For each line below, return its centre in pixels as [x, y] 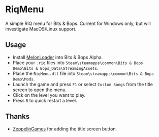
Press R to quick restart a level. [45, 100]
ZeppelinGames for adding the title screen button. [65, 129]
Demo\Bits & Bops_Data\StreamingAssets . [55, 68]
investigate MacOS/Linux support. [41, 29]
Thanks [18, 116]
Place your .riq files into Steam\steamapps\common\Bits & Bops [78, 63]
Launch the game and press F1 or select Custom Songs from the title [83, 84]
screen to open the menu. [40, 90]
